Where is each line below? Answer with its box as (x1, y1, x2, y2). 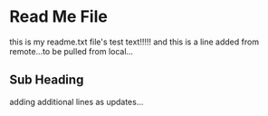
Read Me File (9, 6, 109, 27)
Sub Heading (9, 72, 84, 88)
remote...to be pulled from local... (9, 45, 134, 56)
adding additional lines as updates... (9, 96, 144, 107)
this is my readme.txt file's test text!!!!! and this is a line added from (9, 36, 260, 47)
